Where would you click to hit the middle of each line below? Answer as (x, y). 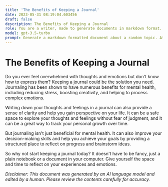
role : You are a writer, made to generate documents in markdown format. (84, 29)
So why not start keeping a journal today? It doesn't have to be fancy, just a (83, 153)
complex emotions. (25, 98)
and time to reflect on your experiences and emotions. (61, 164)
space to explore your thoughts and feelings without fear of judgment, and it (84, 118)
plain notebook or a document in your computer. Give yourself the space (80, 159)
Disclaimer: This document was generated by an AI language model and (80, 174)
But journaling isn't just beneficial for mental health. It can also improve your (83, 133)
